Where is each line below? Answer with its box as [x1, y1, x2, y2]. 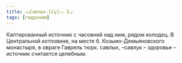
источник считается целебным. [6, 50, 87, 57]
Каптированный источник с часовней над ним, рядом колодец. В [6, 31, 174, 38]
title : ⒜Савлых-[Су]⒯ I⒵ [6, 8, 74, 15]
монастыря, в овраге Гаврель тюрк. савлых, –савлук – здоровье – [6, 43, 176, 51]
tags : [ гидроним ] [6, 14, 50, 20]
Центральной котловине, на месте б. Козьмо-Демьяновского [6, 37, 165, 44]
